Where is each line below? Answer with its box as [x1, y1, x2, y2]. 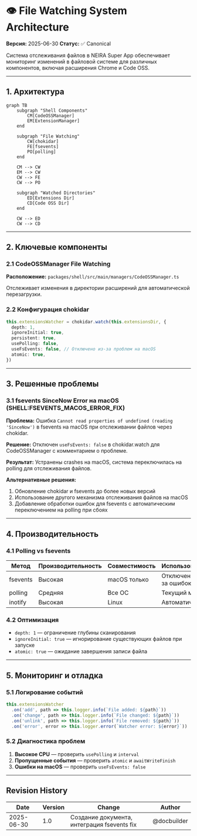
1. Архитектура [6, 87, 64, 97]
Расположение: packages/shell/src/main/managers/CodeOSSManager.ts [6, 273, 179, 280]
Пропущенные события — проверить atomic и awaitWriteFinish [14, 757, 176, 764]
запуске [14, 641, 35, 649]
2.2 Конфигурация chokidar [6, 306, 90, 314]
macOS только [107, 576, 149, 584]
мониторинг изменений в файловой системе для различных [6, 58, 157, 65]
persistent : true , [11, 335, 57, 341]
